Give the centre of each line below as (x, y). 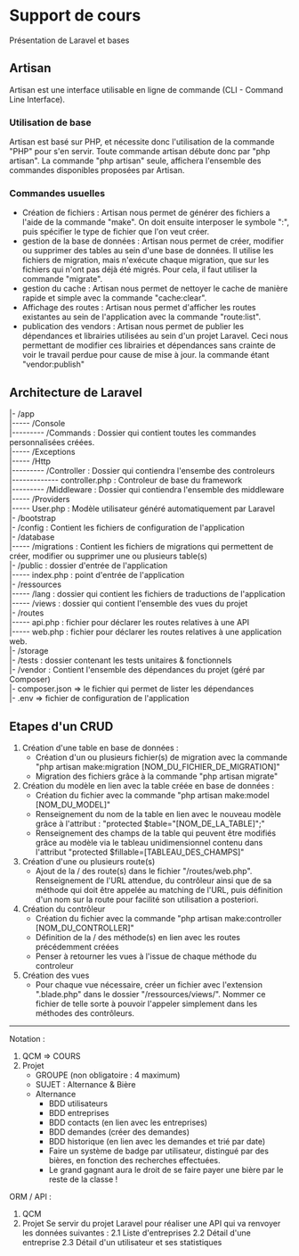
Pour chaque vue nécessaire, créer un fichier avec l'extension (149, 984)
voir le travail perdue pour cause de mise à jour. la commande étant (145, 355)
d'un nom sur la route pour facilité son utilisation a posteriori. (147, 899)
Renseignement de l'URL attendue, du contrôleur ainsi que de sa (154, 880)
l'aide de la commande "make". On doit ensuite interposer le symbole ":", (155, 222)
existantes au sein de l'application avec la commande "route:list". (141, 317)
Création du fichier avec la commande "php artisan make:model (152, 795)
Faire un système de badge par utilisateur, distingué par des (159, 1151)
